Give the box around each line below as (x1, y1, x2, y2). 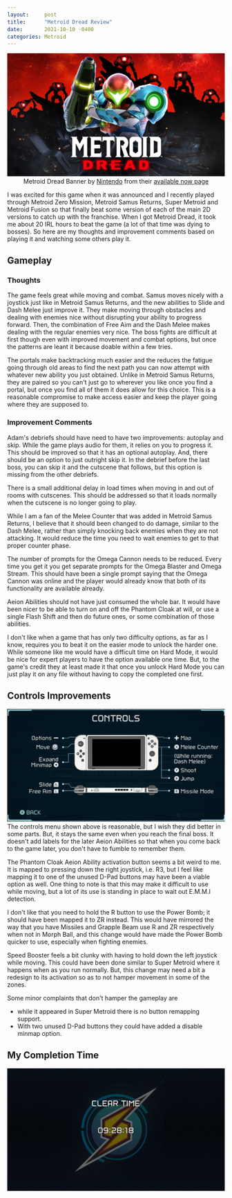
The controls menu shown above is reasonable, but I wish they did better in (7, 822, 221, 831)
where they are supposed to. (7, 400, 89, 409)
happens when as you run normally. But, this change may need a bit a (7, 965, 206, 974)
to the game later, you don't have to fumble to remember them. (7, 844, 186, 852)
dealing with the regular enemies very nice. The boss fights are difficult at (7, 328, 217, 336)
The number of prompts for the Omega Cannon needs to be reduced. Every (7, 554, 222, 563)
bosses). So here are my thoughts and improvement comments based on (7, 227, 215, 236)
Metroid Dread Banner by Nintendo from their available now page (23, 177, 209, 185)
